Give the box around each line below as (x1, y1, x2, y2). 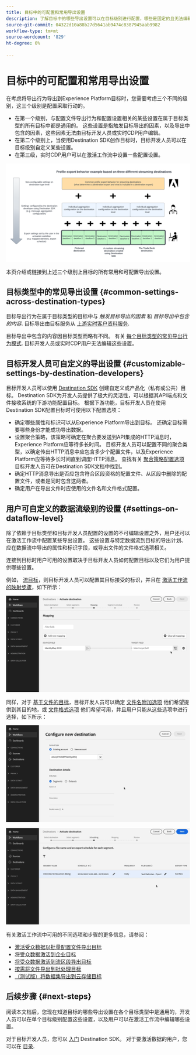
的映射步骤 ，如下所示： (6, 583, 62, 590)
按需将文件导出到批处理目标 (14, 965, 82, 972)
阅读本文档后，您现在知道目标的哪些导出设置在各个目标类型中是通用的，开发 (6, 1008, 190, 1015)
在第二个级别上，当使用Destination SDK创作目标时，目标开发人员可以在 (14, 136, 187, 144)
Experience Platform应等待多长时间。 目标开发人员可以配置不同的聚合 (14, 441, 183, 448)
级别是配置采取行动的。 (31, 102, 88, 109)
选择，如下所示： (6, 713, 47, 721)
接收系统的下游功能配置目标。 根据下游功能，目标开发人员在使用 (10, 399, 166, 407)
